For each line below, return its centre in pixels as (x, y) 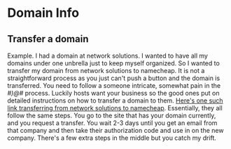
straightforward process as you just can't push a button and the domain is (114, 78)
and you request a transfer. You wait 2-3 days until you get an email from (112, 123)
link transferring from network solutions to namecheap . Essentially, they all (115, 108)
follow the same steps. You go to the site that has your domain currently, (112, 115)
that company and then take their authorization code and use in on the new (115, 130)
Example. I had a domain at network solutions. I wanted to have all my (108, 56)
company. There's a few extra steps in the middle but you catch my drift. (112, 138)
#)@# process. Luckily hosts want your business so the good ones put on (113, 93)
